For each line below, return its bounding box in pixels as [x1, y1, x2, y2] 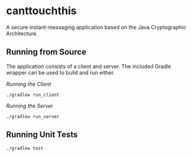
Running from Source [6, 47, 87, 57]
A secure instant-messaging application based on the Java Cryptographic [6, 24, 187, 31]
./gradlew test [6, 145, 44, 151]
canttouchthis [6, 4, 77, 18]
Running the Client [6, 80, 52, 87]
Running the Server [6, 102, 53, 109]
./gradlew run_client [6, 91, 60, 98]
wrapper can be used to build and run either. [6, 69, 115, 76]
